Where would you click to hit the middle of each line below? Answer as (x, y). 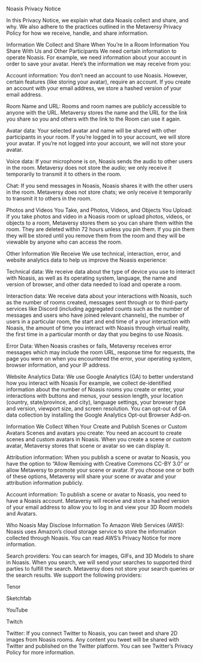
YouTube (17, 610)
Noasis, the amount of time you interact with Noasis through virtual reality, (98, 328)
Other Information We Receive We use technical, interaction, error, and (94, 254)
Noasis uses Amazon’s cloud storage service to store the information (91, 531)
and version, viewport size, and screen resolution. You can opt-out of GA (96, 408)
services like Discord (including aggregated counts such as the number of (97, 309)
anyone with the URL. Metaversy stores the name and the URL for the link (97, 113)
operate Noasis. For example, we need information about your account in (97, 57)
